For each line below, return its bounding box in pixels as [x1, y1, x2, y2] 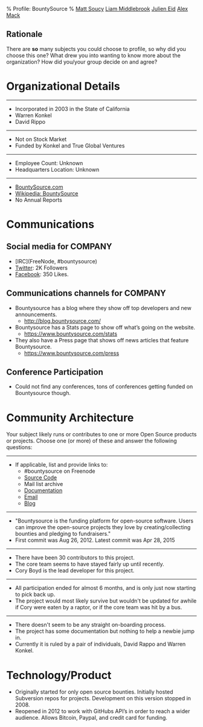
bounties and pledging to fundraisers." [14, 530, 111, 538]
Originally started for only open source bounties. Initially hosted [14, 688, 173, 695]
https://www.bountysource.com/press [24, 349, 120, 357]
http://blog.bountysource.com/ [24, 317, 101, 324]
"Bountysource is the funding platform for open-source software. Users [14, 517, 194, 524]
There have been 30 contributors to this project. [14, 554, 135, 561]
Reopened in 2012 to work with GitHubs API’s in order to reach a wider [14, 708, 190, 715]
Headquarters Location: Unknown [14, 166, 100, 173]
